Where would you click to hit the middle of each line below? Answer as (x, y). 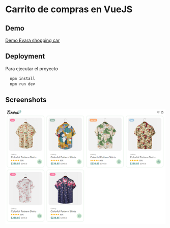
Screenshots (26, 99)
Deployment (25, 56)
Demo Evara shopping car (33, 40)
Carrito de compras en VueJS (69, 9)
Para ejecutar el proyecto (32, 68)
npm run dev (23, 84)
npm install (23, 78)
